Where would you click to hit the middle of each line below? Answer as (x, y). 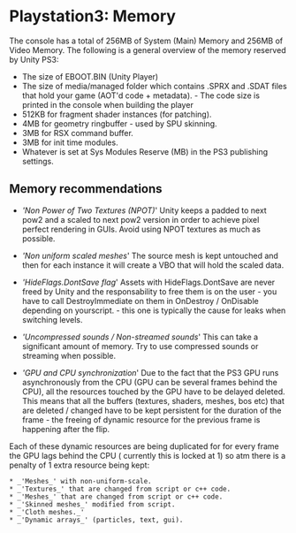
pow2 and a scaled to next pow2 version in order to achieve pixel (140, 219)
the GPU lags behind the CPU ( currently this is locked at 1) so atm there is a (147, 455)
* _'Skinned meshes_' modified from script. (92, 504)
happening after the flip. (66, 429)
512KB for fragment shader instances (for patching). (117, 114)
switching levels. (52, 319)
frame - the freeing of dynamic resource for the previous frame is (141, 419)
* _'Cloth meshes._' (47, 512)
